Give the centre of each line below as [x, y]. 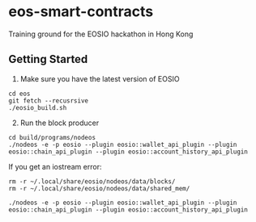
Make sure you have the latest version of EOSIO [100, 78]
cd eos [19, 94]
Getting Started [48, 59]
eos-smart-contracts [81, 12]
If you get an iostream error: [55, 166]
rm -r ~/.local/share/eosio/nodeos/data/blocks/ [92, 181]
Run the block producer [60, 123]
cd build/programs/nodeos [52, 137]
